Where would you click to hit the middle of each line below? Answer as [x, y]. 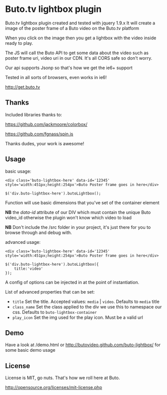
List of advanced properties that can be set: [50, 292]
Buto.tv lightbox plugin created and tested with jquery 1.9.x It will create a [80, 23]
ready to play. [19, 43]
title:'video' [29, 269]
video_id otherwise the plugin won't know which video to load [68, 217]
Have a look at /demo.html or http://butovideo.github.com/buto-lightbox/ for [83, 345]
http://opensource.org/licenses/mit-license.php [54, 388]
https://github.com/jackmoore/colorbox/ [46, 124]
